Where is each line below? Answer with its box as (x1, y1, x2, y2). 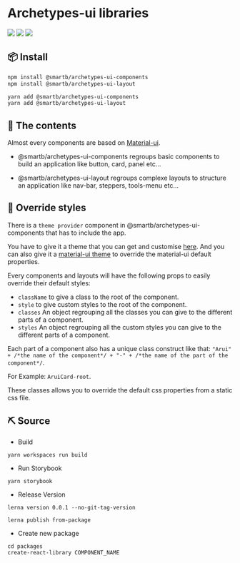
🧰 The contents (7, 119, 77, 131)
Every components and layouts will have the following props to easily (7, 271, 211, 280)
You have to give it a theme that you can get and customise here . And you (7, 242, 225, 250)
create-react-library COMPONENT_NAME (7, 549, 120, 556)
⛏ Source (7, 415, 51, 427)
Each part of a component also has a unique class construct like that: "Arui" (7, 344, 232, 352)
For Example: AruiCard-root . (7, 372, 91, 380)
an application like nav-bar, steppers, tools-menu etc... (17, 181, 179, 190)
